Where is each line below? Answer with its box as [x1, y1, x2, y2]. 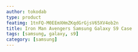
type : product [6, 14, 42, 20]
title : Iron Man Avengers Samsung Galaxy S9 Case [6, 25, 133, 32]
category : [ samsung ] [6, 36, 58, 42]
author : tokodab [6, 8, 47, 15]
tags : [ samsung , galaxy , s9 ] [6, 31, 79, 37]
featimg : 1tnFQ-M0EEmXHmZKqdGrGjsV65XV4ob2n [6, 20, 119, 26]
